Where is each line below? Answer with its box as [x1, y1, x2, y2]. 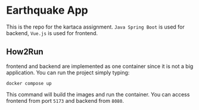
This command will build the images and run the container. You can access [6, 90, 190, 98]
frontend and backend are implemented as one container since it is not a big [6, 62, 194, 70]
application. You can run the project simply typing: [6, 69, 130, 76]
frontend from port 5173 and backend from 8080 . [6, 97, 124, 104]
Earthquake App [6, 4, 88, 17]
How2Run [6, 47, 43, 57]
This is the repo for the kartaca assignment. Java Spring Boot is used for [6, 23, 185, 30]
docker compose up [6, 80, 52, 86]
